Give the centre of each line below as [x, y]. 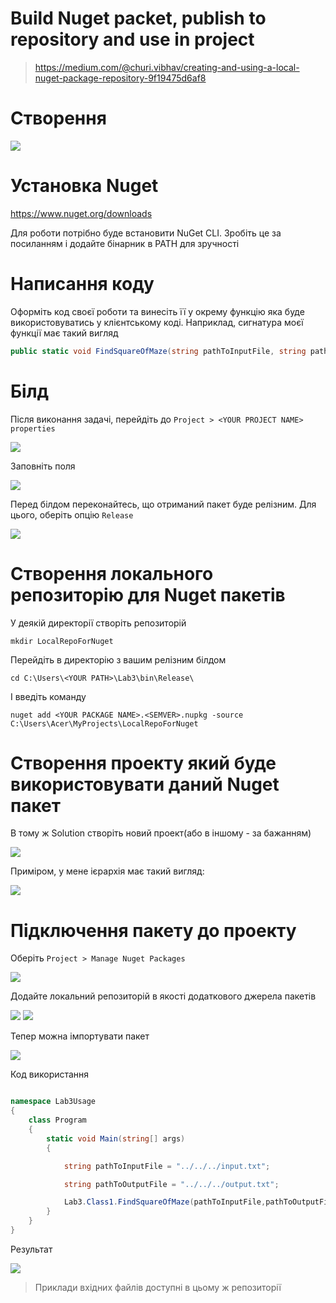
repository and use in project [132, 39]
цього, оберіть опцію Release [72, 514]
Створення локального [112, 573]
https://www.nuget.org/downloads [81, 213]
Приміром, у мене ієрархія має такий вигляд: [107, 871]
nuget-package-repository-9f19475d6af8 [120, 78]
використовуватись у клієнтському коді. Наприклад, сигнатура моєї [157, 322]
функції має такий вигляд [64, 333]
